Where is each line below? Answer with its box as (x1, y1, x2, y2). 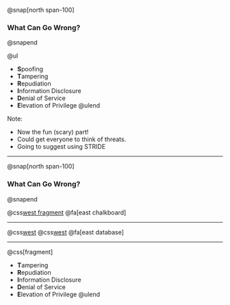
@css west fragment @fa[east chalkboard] (7, 208, 127, 217)
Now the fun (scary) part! (16, 128, 89, 136)
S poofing (16, 65, 43, 73)
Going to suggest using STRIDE (16, 143, 106, 151)
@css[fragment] (7, 247, 53, 256)
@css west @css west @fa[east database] (7, 228, 125, 236)
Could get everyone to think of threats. (16, 135, 127, 143)
